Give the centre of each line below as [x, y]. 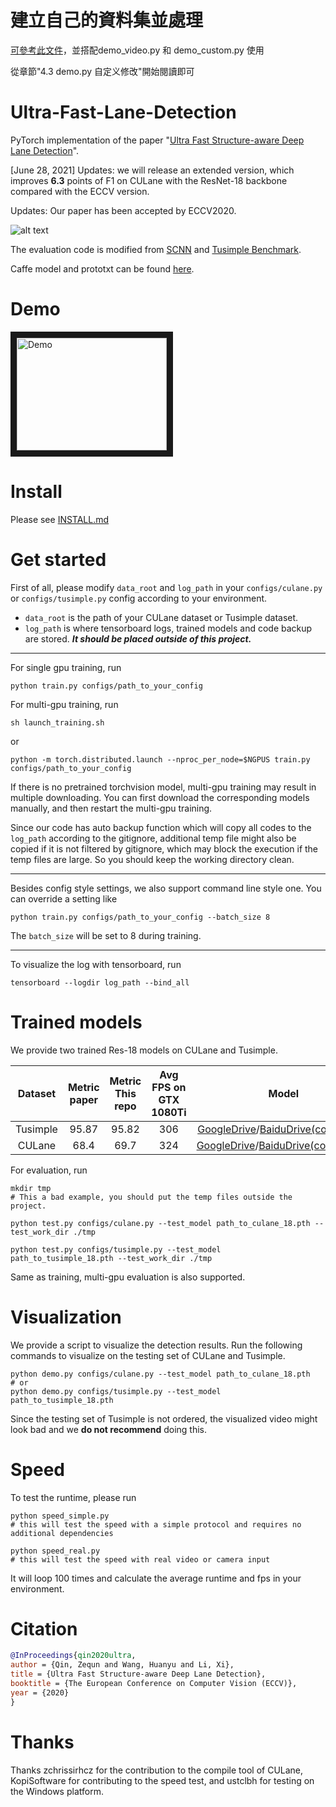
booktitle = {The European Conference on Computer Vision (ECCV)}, [154, 1684]
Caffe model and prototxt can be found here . [102, 268]
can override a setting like [64, 898]
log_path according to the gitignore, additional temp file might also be [153, 838]
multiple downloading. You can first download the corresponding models [160, 797]
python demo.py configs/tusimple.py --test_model [116, 1391]
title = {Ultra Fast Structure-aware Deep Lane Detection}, [138, 1674]
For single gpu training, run [66, 667]
